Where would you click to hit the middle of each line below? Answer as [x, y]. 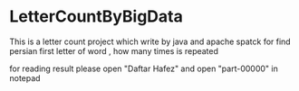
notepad [25, 77]
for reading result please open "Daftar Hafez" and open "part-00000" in [144, 68]
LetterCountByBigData [96, 17]
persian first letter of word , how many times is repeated [114, 50]
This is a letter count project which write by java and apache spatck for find [150, 41]
